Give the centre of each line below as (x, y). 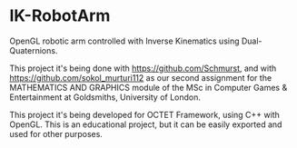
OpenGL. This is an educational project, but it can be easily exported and (146, 124)
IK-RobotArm (60, 16)
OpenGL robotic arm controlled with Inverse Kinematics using (124, 41)
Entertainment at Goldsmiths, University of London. (105, 97)
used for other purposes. (56, 133)
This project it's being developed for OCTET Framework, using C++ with (144, 114)
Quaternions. (34, 50)
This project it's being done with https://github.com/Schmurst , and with (143, 68)
